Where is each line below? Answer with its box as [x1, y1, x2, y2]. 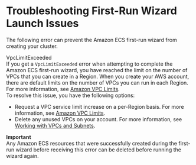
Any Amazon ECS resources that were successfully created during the [6, 140, 178, 147]
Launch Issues [6, 17, 79, 30]
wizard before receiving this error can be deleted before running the [15, 146, 182, 153]
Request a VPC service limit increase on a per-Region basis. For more [14, 103, 184, 110]
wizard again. [6, 152, 39, 159]
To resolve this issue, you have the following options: [6, 92, 135, 99]
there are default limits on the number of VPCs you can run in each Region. [6, 79, 189, 86]
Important [6, 133, 31, 140]
